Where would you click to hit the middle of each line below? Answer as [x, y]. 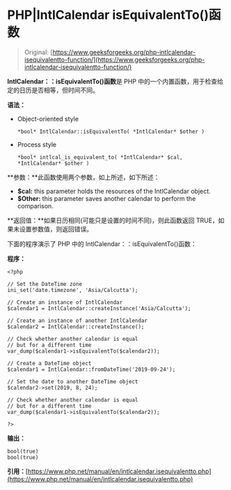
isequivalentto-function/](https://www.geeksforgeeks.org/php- [114, 59]
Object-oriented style [48, 118]
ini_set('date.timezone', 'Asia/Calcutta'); [73, 290]
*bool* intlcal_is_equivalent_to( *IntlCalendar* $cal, [100, 157]
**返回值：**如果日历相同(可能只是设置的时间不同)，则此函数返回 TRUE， [113, 220]
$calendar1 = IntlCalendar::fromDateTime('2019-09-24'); [91, 369]
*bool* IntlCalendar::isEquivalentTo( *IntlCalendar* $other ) [111, 131]
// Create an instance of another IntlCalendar [78, 321]
